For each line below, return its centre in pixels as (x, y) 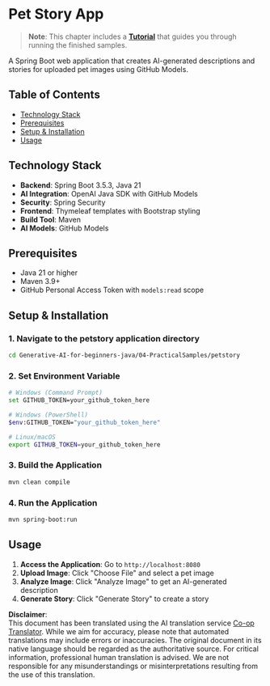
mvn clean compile (39, 482)
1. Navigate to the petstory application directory (104, 338)
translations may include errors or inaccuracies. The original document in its (135, 640)
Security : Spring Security (63, 202)
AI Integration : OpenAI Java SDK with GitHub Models (109, 193)
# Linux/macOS (32, 437)
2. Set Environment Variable (64, 375)
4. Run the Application (53, 502)
